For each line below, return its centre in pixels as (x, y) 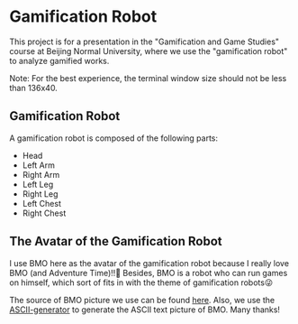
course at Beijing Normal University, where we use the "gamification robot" (149, 51)
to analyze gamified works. (59, 60)
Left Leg (38, 184)
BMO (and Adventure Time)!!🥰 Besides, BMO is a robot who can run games (149, 273)
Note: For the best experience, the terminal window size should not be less (148, 78)
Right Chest (44, 213)
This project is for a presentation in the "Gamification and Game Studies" (144, 42)
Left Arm (39, 165)
